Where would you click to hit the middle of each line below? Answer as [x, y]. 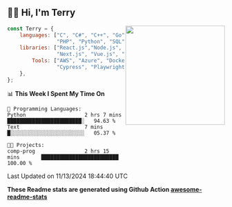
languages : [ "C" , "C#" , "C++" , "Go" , [74, 35]
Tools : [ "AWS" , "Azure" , [68, 61]
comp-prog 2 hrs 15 [58, 151]
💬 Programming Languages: [44, 109]
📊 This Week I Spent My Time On [56, 93]
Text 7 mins [55, 127]
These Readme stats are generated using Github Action [88, 189]
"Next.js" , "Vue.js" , [87, 55]
